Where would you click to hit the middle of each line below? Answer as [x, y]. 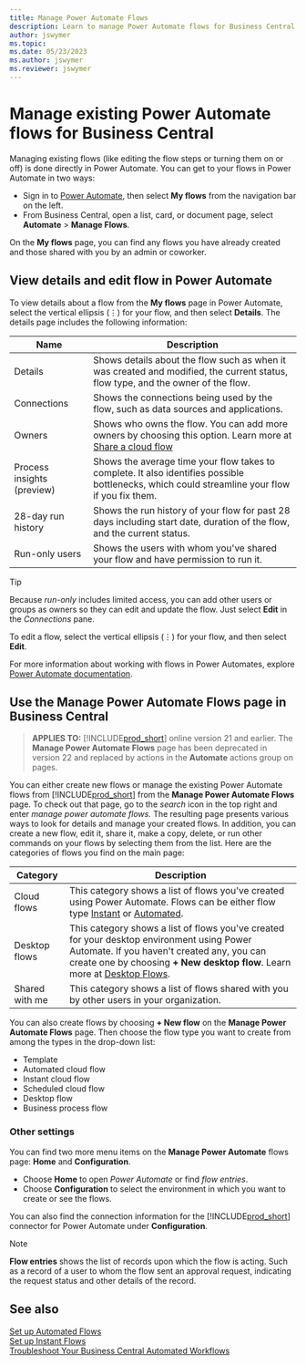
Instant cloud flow [56, 1079]
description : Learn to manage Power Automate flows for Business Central [153, 26]
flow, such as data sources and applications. [188, 408]
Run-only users [48, 553]
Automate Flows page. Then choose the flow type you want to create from [150, 1032]
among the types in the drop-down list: [82, 1042]
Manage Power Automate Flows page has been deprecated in [149, 748]
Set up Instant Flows [48, 1340]
